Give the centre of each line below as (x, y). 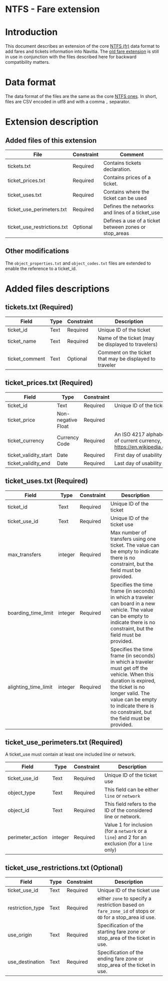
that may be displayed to (127, 358)
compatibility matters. (27, 62)
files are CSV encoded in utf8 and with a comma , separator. (68, 102)
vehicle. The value (132, 609)
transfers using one (133, 539)
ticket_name (22, 341)
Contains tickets (122, 163)
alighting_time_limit (30, 687)
